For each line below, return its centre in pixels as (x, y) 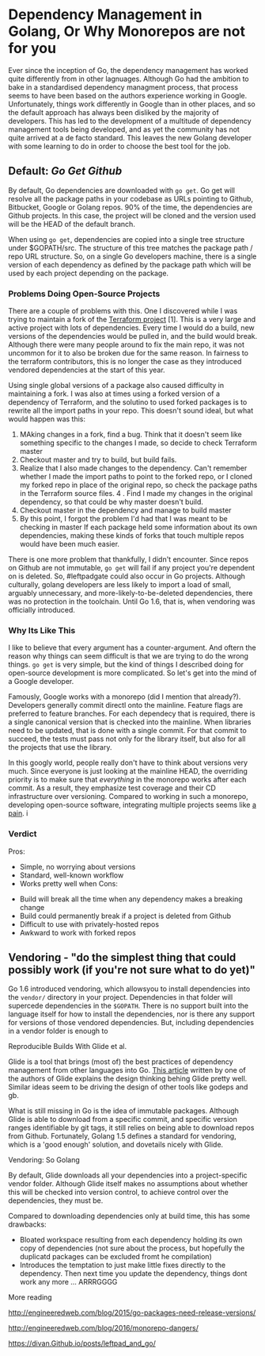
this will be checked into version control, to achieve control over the (119, 1193)
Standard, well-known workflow (72, 875)
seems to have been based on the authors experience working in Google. (128, 95)
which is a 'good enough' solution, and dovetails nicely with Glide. (116, 1145)
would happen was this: (47, 419)
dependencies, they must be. (56, 1200)
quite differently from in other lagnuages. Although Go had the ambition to (129, 79)
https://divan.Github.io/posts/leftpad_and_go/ (82, 1343)
